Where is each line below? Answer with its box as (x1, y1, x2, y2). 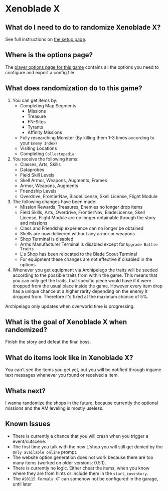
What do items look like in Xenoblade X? (5, 353, 133, 362)
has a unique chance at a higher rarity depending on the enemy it (12, 288, 148, 294)
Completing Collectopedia (20, 150, 75, 156)
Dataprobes (20, 167, 45, 173)
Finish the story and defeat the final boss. (5, 339, 91, 345)
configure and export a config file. (5, 69, 76, 75)
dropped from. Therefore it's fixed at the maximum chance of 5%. (12, 293, 149, 299)
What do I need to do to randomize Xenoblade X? (5, 23, 161, 32)
